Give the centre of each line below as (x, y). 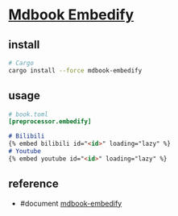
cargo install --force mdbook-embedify (75, 70)
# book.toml (28, 114)
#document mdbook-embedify (71, 203)
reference (33, 184)
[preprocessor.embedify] (50, 122)
